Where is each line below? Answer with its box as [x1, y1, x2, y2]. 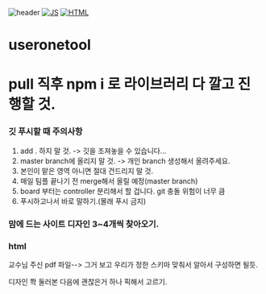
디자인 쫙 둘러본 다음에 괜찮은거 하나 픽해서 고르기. [8, 276, 168, 286]
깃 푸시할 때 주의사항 [8, 126, 83, 137]
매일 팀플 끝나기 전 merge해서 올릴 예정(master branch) [19, 176, 198, 185]
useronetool [8, 36, 91, 54]
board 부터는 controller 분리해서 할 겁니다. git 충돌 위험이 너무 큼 [19, 186, 226, 196]
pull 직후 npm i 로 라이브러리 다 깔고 [8, 75, 235, 93]
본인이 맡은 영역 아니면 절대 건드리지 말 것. [19, 166, 154, 176]
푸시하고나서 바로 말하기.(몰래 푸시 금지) [19, 196, 147, 205]
